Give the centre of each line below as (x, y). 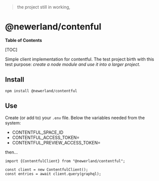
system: (13, 123)
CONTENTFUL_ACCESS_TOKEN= (46, 137)
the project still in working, (44, 7)
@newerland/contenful (53, 27)
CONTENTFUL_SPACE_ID (38, 132)
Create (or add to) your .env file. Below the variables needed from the (75, 118)
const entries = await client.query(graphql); (53, 174)
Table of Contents (24, 40)
